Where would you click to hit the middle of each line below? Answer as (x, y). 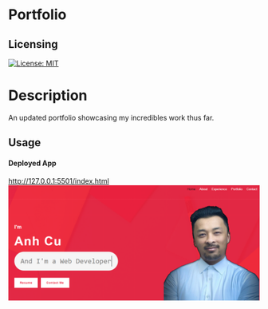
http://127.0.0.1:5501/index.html (59, 180)
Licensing (33, 44)
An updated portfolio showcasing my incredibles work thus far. (111, 117)
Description (48, 95)
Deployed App (33, 163)
